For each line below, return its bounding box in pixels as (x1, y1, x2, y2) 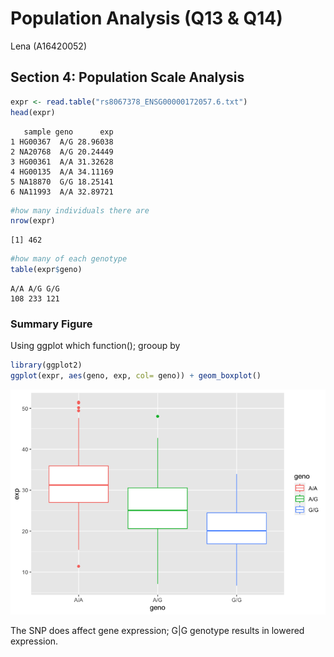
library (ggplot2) (10, 360, 83, 371)
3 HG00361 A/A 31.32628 (10, 157, 114, 167)
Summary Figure (10, 317, 93, 331)
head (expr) (10, 107, 56, 117)
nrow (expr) (10, 216, 56, 226)
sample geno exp (23, 127, 114, 137)
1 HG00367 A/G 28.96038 (10, 137, 114, 147)
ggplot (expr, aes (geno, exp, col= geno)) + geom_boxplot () (10, 371, 262, 381)
